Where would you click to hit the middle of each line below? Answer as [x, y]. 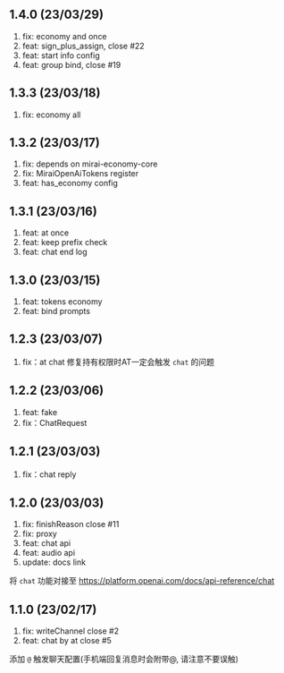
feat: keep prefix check [65, 243]
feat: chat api [46, 543]
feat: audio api [49, 553]
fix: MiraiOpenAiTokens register [80, 174]
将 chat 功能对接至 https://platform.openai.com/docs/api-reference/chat [142, 581]
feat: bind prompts [56, 311]
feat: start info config [61, 55]
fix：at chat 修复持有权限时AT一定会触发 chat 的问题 [118, 362]
